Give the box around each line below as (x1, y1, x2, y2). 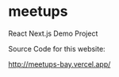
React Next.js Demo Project (8, 29, 98, 38)
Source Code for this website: (8, 44, 106, 53)
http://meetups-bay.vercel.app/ (8, 59, 111, 69)
